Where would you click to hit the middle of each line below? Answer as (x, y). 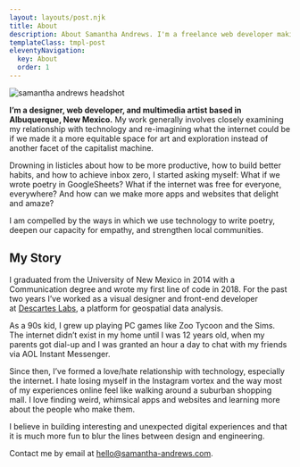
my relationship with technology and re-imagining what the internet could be (150, 129)
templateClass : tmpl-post (57, 42)
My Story (36, 259)
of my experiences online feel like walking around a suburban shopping (141, 390)
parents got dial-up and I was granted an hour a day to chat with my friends (148, 344)
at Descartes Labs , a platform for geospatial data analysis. (116, 308)
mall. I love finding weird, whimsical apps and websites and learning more (145, 399)
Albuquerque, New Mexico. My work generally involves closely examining (146, 119)
